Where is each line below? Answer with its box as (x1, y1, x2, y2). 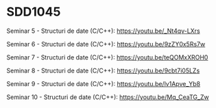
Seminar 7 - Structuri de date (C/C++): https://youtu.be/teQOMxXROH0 (6, 53, 208, 62)
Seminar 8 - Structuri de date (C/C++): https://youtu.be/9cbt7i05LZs (6, 66, 200, 75)
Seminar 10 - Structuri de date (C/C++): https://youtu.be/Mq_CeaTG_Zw (6, 93, 210, 101)
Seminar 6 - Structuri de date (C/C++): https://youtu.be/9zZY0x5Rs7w (6, 40, 206, 48)
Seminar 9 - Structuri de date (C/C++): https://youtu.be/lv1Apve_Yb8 (6, 79, 201, 87)
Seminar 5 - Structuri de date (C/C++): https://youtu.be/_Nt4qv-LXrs (6, 27, 200, 35)
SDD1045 (6, 4, 61, 20)
